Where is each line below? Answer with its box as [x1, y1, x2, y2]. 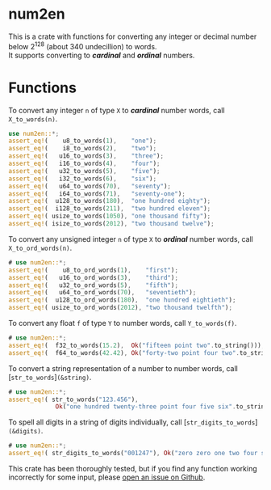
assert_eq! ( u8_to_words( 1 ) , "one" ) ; [8, 137, 157, 146]
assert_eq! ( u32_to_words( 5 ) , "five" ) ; [8, 167, 161, 175]
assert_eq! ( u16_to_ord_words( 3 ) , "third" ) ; [8, 273, 179, 281]
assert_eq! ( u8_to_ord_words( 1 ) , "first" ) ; [8, 266, 179, 274]
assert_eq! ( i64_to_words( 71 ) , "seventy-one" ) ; [8, 189, 186, 198]
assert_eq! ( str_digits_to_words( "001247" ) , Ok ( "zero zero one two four [8, 450, 258, 458]
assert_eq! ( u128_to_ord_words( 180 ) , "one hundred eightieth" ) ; [8, 296, 236, 304]
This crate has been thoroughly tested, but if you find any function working [8, 464, 258, 474]
